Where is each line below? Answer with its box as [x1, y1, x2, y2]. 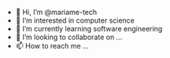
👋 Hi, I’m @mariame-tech [15, 8, 98, 16]
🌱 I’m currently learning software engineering [15, 24, 163, 33]
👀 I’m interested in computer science [15, 16, 135, 25]
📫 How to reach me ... [15, 42, 89, 50]
